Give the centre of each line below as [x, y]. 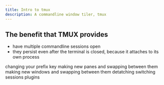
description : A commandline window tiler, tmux [56, 14]
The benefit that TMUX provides [57, 35]
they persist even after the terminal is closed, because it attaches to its [86, 52]
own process [26, 57]
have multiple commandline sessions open [56, 46]
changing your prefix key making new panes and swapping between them [81, 67]
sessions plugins [23, 77]
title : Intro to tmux [28, 10]
